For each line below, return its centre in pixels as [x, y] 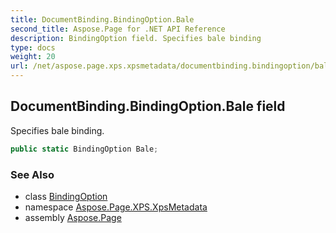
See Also [32, 174]
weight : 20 [33, 57]
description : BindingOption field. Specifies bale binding [136, 38]
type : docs [33, 47]
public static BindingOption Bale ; [84, 149]
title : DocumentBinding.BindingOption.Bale [102, 19]
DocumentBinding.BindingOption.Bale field [148, 106]
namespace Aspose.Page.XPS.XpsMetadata [116, 207]
